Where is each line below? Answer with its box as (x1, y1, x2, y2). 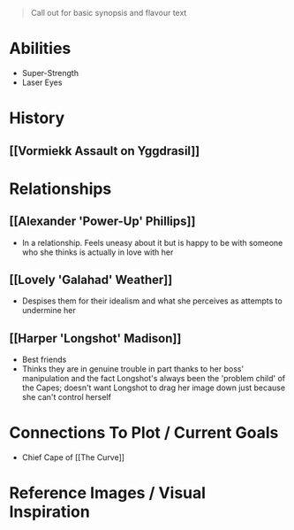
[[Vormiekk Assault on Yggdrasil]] (9, 143, 200, 158)
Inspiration (9, 502, 90, 522)
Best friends (21, 354, 67, 365)
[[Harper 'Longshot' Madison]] (9, 331, 182, 346)
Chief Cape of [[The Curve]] (21, 452, 125, 463)
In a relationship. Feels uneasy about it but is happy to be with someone (21, 237, 283, 248)
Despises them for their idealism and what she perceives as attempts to (21, 296, 283, 306)
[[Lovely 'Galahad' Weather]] (9, 272, 173, 287)
